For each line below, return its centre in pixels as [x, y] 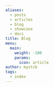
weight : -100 [28, 53]
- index [18, 77]
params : [22, 58]
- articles [21, 19]
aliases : [15, 10]
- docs [17, 34]
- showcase [21, 29]
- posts [18, 15]
